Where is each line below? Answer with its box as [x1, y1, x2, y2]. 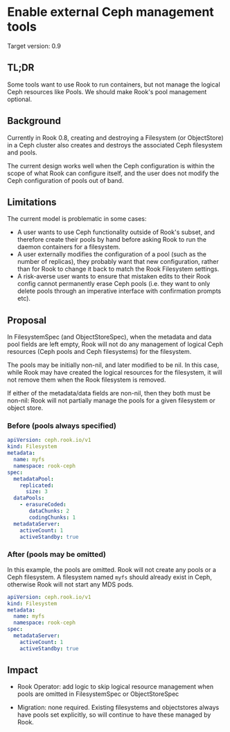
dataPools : [13, 494, 45, 502]
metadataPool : [13, 475, 54, 482]
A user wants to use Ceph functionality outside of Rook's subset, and [17, 228, 215, 236]
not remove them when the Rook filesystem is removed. [7, 375, 166, 384]
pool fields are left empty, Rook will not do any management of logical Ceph [7, 340, 224, 348]
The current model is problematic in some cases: [7, 215, 147, 223]
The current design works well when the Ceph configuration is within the [7, 161, 215, 170]
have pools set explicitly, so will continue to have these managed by [17, 711, 211, 719]
